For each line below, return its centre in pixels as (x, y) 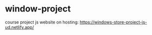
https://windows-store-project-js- (113, 22)
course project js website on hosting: (42, 22)
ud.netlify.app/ (20, 27)
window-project (38, 9)
